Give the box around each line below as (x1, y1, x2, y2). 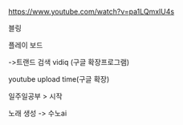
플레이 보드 (8, 40, 43, 50)
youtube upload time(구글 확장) (8, 75, 110, 83)
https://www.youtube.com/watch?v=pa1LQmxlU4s (8, 7, 175, 16)
